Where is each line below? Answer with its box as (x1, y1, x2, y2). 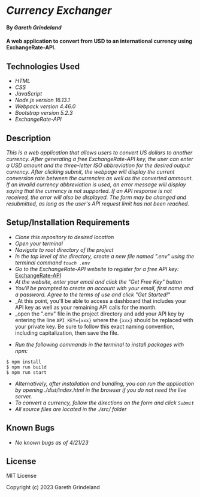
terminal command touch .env (14, 259, 90, 266)
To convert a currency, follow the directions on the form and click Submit (14, 399, 195, 406)
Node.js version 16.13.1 (14, 97, 70, 104)
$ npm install (6, 359, 42, 365)
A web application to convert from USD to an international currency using (6, 37, 193, 45)
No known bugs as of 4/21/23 (14, 439, 89, 446)
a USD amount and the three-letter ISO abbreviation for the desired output (6, 162, 190, 169)
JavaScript (14, 90, 43, 97)
